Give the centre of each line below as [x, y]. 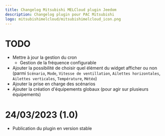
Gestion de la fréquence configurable [58, 63]
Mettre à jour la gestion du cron [44, 57]
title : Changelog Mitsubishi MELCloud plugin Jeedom [61, 10]
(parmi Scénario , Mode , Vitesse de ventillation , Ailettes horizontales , [86, 73]
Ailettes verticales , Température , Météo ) [55, 79]
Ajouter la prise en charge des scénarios [54, 84]
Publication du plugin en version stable [52, 129]
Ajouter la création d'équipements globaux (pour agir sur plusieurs [80, 89]
